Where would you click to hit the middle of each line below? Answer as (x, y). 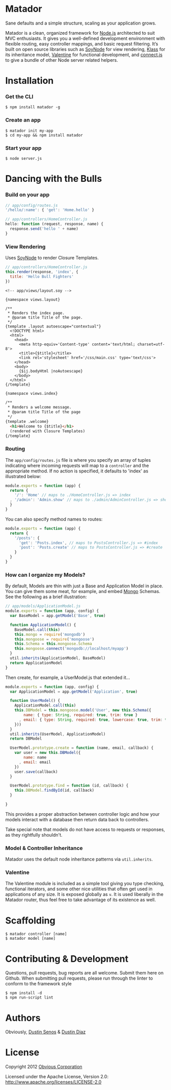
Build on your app (27, 195)
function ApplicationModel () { (43, 625)
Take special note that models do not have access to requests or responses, (85, 829)
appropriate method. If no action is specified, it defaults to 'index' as (77, 471)
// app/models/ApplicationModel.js (43, 606)
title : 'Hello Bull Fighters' (42, 276)
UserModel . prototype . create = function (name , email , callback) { (82, 748)
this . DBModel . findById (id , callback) (54, 790)
